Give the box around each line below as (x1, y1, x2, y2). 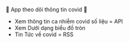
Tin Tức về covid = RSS (14, 31, 74, 38)
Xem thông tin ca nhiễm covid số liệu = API (14, 18, 123, 25)
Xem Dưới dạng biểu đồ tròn (14, 25, 86, 31)
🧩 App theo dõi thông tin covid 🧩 (6, 6, 87, 13)
